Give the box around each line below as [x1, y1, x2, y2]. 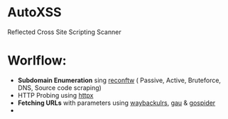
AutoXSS [7, 4, 62, 21]
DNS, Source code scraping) [17, 83, 102, 92]
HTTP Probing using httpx [17, 91, 94, 99]
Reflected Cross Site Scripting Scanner [7, 28, 122, 36]
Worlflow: [7, 52, 67, 69]
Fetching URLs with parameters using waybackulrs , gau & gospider [17, 98, 216, 107]
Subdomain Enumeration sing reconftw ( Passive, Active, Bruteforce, [17, 76, 222, 84]
